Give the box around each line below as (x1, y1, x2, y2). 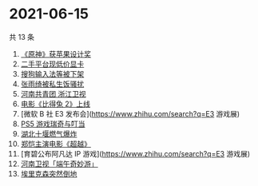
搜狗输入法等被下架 (20, 69, 85, 78)
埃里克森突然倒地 (20, 168, 77, 178)
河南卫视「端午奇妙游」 (20, 159, 98, 168)
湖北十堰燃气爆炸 (20, 129, 77, 138)
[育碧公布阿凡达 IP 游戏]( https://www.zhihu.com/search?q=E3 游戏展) (20, 148, 251, 158)
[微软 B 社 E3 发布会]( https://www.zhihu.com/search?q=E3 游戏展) (20, 109, 240, 118)
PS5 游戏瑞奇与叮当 (20, 119, 85, 129)
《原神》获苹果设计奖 (20, 49, 91, 58)
